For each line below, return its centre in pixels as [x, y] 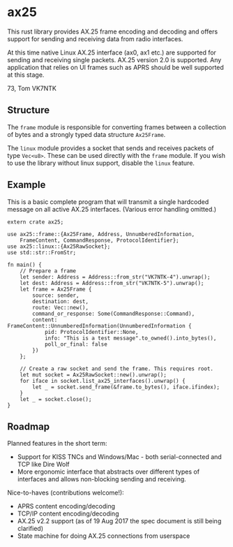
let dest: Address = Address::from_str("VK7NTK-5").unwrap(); [112, 283]
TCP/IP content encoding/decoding [68, 513]
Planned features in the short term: [57, 444]
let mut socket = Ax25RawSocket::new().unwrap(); [93, 374]
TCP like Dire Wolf [43, 465]
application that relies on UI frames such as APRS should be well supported [116, 67]
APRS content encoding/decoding [66, 506]
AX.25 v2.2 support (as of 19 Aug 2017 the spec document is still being [119, 521]
